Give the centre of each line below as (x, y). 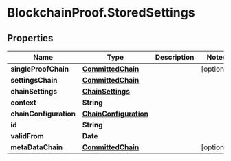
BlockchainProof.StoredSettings (101, 13)
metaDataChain (37, 147)
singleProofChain (40, 69)
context (23, 103)
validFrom (27, 136)
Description (175, 57)
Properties (30, 38)
